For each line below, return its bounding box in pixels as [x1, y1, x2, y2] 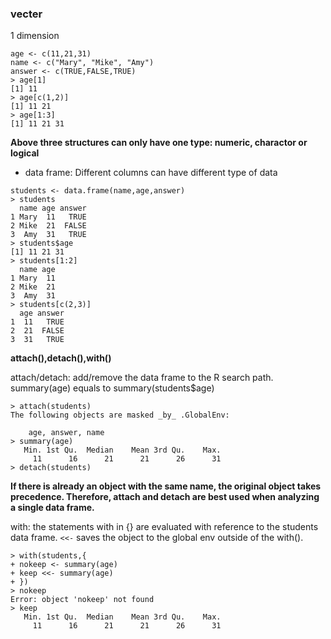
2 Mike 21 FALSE [10, 221, 87, 231]
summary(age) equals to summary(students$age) [10, 382, 215, 394]
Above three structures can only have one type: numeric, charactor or [10, 137, 308, 149]
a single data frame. [10, 502, 95, 514]
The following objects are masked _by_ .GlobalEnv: [10, 410, 230, 421]
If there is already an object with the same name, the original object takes [10, 480, 322, 492]
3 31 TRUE [10, 335, 65, 345]
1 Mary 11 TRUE [10, 212, 87, 222]
